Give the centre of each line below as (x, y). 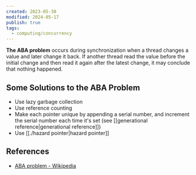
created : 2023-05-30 (31, 11)
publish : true (24, 22)
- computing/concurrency (42, 34)
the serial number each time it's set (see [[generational (81, 120)
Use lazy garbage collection (49, 101)
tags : (13, 28)
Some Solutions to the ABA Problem (73, 87)
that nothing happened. (34, 69)
